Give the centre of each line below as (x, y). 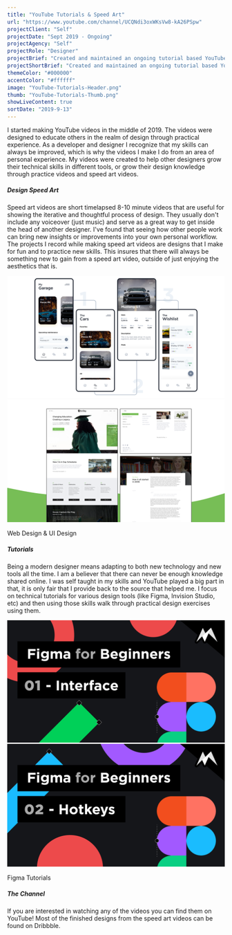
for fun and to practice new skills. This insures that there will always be (108, 251)
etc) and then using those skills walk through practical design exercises (109, 603)
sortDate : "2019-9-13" (40, 110)
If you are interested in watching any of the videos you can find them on (109, 911)
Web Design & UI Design (42, 533)
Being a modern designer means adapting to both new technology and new (114, 566)
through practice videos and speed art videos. (73, 174)
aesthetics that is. (32, 266)
